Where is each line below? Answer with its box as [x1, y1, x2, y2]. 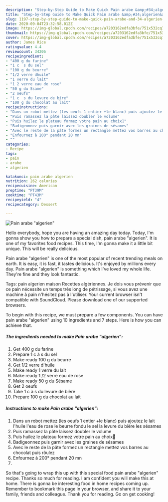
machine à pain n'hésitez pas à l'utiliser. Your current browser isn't [5, 291, 143, 297]
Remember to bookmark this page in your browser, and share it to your [5, 486, 151, 492]
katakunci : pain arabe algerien [5, 174, 73, 179]
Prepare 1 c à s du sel [12, 351, 57, 357]
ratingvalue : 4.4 [5, 44, 42, 49]
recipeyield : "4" [5, 197, 42, 202]
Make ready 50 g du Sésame [12, 378, 72, 384]
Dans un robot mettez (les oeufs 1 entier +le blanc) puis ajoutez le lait [12, 418, 155, 424]
